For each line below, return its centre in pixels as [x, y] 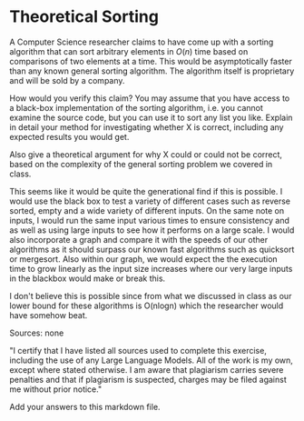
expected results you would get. [69, 136]
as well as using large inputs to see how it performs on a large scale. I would [152, 230]
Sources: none [37, 333]
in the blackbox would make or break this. [88, 278]
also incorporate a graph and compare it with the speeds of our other [139, 239]
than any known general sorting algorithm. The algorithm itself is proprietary [152, 71]
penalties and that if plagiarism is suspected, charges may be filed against [148, 379]
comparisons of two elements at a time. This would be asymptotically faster [151, 61]
